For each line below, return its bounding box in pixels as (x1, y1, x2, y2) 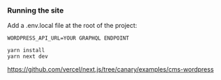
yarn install (7, 47, 45, 54)
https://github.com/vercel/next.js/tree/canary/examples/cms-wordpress (7, 65, 214, 74)
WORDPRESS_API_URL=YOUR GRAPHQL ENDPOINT (7, 35, 130, 42)
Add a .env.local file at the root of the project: (7, 22, 137, 30)
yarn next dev (7, 53, 49, 61)
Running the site (7, 6, 64, 15)
